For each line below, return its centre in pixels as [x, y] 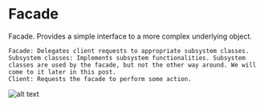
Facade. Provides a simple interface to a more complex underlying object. [130, 36]
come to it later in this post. [62, 72]
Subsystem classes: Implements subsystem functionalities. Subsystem [127, 58]
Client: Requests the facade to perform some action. [100, 79]
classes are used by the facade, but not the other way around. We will [132, 65]
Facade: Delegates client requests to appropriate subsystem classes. [129, 51]
